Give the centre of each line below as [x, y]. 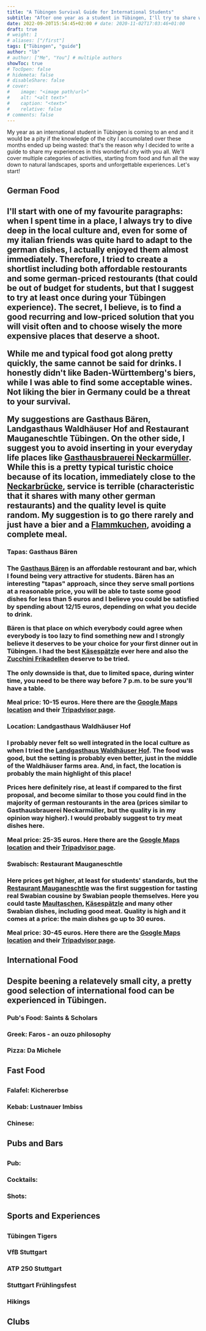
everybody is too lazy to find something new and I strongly [96, 636]
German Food [33, 191]
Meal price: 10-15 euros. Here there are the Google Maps [92, 702]
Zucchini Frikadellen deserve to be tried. [68, 659]
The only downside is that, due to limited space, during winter [101, 673]
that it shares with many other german [81, 496]
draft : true [22, 29]
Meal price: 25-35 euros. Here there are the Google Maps [93, 839]
